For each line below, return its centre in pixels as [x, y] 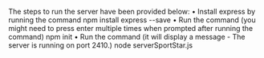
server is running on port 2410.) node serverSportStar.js [101, 45]
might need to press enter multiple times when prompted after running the [131, 28]
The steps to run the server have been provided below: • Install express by [132, 12]
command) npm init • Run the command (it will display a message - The [127, 37]
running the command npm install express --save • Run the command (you [132, 20]
